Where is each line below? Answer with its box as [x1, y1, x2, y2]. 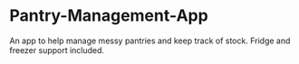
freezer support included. [9, 44, 105, 55]
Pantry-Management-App [9, 5, 208, 26]
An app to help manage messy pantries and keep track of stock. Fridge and [9, 35, 291, 46]
